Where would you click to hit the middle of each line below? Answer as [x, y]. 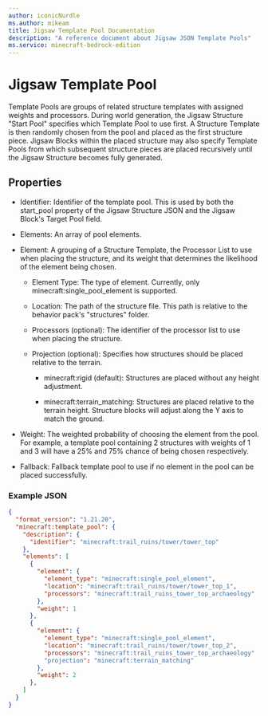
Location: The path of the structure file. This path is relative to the [140, 306]
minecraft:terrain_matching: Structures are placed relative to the [149, 401]
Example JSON [38, 495]
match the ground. [74, 419]
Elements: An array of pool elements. [81, 234]
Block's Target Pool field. [61, 218]
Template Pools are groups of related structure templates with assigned [126, 107]
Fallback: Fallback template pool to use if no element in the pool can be [137, 466]
